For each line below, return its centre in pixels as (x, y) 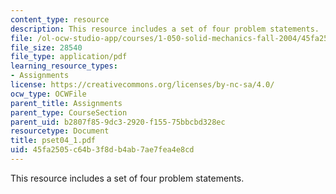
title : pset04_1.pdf (53, 141)
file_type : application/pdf (69, 57)
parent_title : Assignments (66, 103)
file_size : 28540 (46, 47)
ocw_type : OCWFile (48, 94)
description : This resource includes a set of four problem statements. (165, 29)
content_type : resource (60, 19)
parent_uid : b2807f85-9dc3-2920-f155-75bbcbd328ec (118, 122)
